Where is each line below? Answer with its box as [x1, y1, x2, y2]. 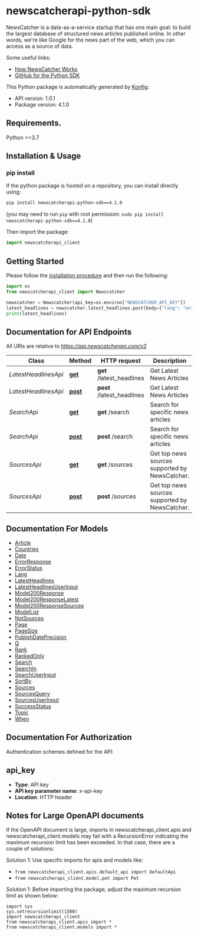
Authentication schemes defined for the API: [6, 748, 114, 755]
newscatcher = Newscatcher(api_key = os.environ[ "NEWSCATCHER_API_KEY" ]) [6, 299, 186, 305]
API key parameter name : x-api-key [14, 787, 103, 794]
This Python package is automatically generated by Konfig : [6, 83, 150, 90]
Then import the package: [6, 228, 70, 235]
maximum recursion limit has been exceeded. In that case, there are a [6, 839, 176, 846]
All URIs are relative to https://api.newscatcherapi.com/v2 [6, 343, 147, 350]
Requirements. [6, 118, 62, 128]
